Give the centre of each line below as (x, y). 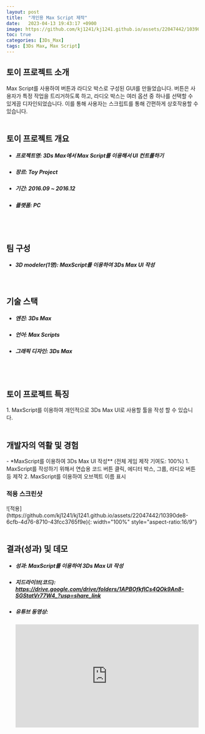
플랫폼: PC (28, 205)
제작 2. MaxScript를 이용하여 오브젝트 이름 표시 (69, 477)
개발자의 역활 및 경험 (42, 445)
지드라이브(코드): (35, 582)
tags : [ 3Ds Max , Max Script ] (43, 46)
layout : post (23, 12)
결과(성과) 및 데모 (37, 549)
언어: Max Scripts (37, 334)
